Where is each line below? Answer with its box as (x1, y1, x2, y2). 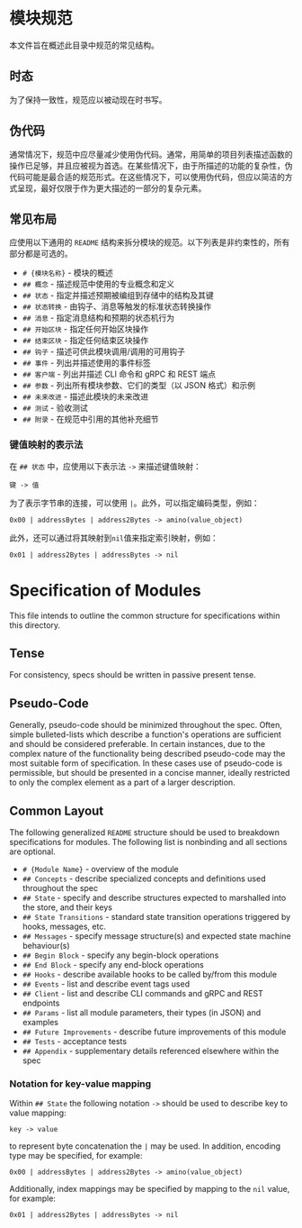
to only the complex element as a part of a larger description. (9, 777, 235, 788)
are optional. (9, 846, 56, 857)
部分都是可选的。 (9, 249, 73, 259)
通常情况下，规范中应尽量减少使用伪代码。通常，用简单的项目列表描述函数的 (9, 149, 293, 159)
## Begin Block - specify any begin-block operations (22, 950, 219, 960)
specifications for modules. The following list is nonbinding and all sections (9, 837, 288, 848)
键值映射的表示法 (9, 439, 84, 451)
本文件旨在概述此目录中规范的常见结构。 (9, 40, 159, 50)
